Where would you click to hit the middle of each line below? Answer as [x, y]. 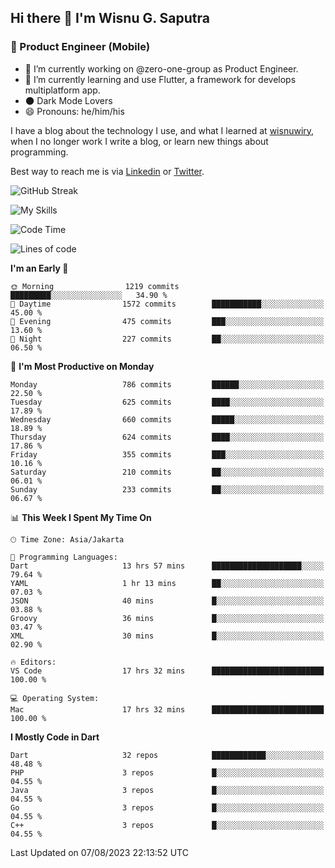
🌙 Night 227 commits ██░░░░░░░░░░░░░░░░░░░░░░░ [167, 339]
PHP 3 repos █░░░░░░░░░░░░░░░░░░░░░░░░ [167, 772]
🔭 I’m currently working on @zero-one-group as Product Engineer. [161, 68]
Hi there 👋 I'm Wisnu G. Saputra [110, 18]
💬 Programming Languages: [64, 557]
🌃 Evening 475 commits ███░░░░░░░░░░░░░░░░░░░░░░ [167, 321]
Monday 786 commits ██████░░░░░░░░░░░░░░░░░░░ [167, 384]
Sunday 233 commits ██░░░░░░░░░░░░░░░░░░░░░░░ [167, 489]
